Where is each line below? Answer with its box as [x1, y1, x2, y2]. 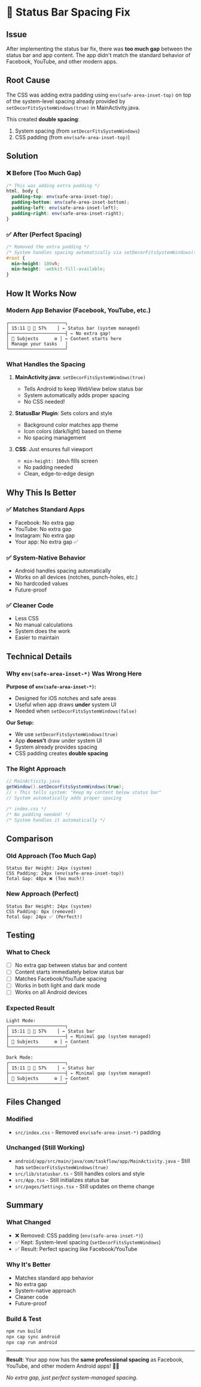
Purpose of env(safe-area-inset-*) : [6, 683, 97, 691]
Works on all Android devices [14, 989, 88, 996]
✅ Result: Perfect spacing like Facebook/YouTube [14, 1245, 138, 1253]
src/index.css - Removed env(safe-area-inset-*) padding [14, 1128, 161, 1136]
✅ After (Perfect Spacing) [6, 230, 82, 239]
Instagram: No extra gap [14, 532, 75, 539]
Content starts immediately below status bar [14, 968, 124, 975]
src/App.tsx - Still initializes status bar [14, 1176, 109, 1184]
